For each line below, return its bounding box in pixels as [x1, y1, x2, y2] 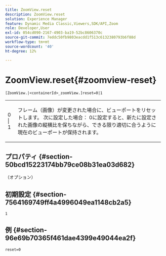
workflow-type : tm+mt [5, 40, 50, 45]
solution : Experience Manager [5, 16, 68, 21]
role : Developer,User [5, 26, 50, 31]
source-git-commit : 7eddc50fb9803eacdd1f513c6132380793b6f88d [5, 35, 136, 40]
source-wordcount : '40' [5, 44, 54, 49]
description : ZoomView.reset [5, 12, 65, 17]
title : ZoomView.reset [5, 7, 52, 12]
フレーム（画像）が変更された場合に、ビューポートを [17, 107, 141, 114]
